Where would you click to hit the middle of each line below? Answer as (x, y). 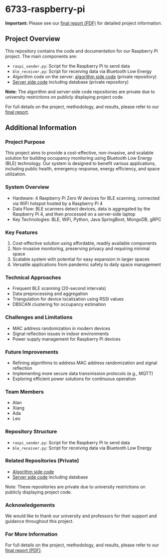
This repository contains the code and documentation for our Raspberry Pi (82, 51)
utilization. (16, 174)
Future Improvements (32, 352)
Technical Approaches (33, 277)
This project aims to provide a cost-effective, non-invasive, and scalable (79, 153)
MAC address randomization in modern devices (61, 328)
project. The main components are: (41, 56)
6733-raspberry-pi (45, 9)
